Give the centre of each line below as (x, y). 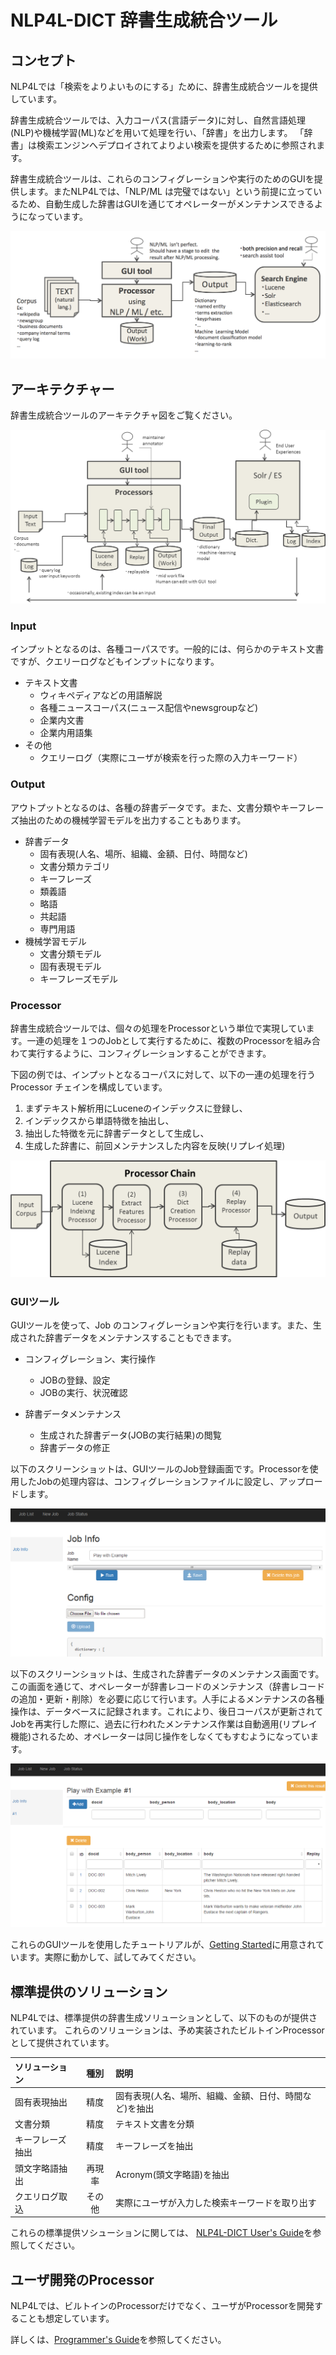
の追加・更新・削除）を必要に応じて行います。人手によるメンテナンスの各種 (167, 1699)
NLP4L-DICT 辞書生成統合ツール (144, 20)
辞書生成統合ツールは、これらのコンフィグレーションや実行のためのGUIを (162, 179)
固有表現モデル (70, 966)
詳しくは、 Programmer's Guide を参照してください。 (118, 2340)
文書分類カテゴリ (75, 866)
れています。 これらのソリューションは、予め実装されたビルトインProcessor (167, 2030)
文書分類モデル (70, 953)
